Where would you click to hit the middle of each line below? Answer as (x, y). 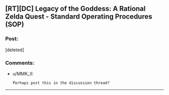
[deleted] (15, 50)
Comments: (20, 63)
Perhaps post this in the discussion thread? (61, 83)
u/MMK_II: (23, 73)
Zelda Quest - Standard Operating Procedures (79, 17)
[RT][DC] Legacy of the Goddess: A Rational (75, 9)
